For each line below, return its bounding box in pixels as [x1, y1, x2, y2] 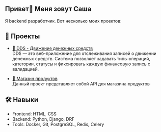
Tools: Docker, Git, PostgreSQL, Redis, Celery [12, 121, 105, 128]
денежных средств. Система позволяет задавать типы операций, [12, 55, 151, 61]
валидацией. [12, 66, 39, 72]
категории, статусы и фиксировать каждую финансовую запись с [12, 61, 151, 67]
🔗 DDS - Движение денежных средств [12, 45, 93, 51]
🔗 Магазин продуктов [12, 76, 58, 81]
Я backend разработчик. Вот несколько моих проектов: [5, 18, 122, 24]
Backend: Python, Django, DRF [12, 116, 75, 122]
